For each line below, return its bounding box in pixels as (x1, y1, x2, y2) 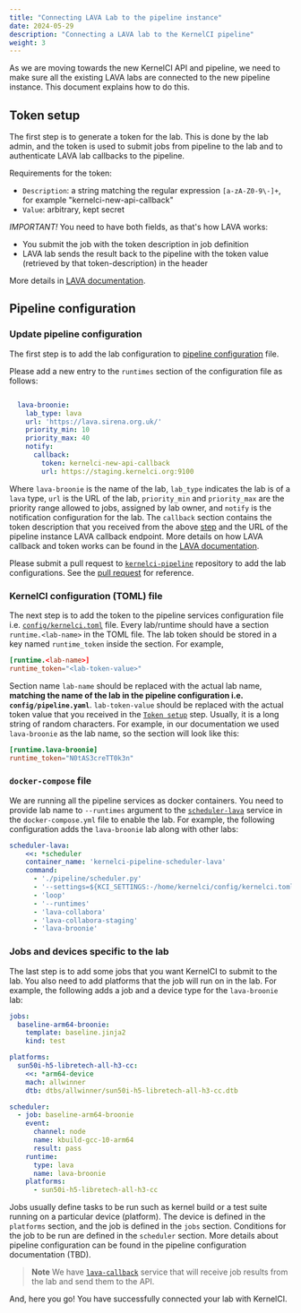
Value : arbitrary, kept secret (21, 204, 125, 215)
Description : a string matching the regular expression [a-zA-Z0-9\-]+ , (21, 185, 281, 196)
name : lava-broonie (32, 1169, 106, 1178)
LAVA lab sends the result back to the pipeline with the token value (21, 248, 269, 260)
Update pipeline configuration (9, 328, 143, 340)
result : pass (32, 1144, 82, 1153)
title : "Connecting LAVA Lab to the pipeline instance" (9, 13, 222, 22)
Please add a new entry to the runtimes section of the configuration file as (9, 365, 283, 376)
